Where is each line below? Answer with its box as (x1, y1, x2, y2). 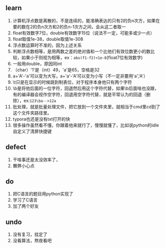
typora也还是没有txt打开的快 (12, 116, 70, 122)
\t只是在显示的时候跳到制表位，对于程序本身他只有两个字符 (12, 79, 132, 85)
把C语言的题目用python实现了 (12, 191, 73, 197)
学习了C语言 (12, 197, 38, 203)
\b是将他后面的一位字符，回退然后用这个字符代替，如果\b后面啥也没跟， (12, 85, 159, 91)
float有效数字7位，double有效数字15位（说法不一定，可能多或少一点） (12, 30, 155, 36)
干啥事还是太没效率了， (12, 156, 60, 162)
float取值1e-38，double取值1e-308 (12, 36, 83, 42)
